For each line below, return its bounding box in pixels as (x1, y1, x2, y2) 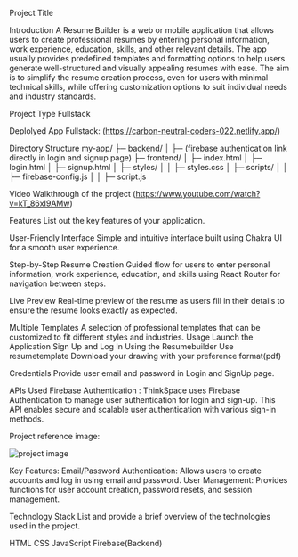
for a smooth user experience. (9, 242, 120, 252)
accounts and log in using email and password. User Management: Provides (9, 475, 288, 485)
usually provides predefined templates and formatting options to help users (9, 53, 286, 63)
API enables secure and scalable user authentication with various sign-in (9, 405, 277, 414)
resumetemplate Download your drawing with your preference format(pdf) (9, 351, 282, 361)
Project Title (9, 8, 54, 18)
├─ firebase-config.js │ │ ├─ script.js (9, 171, 147, 182)
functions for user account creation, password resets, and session (9, 485, 253, 495)
